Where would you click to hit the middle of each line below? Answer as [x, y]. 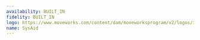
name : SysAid [22, 28]
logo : [13, 22]
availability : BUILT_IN [36, 11]
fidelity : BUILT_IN [30, 17]
